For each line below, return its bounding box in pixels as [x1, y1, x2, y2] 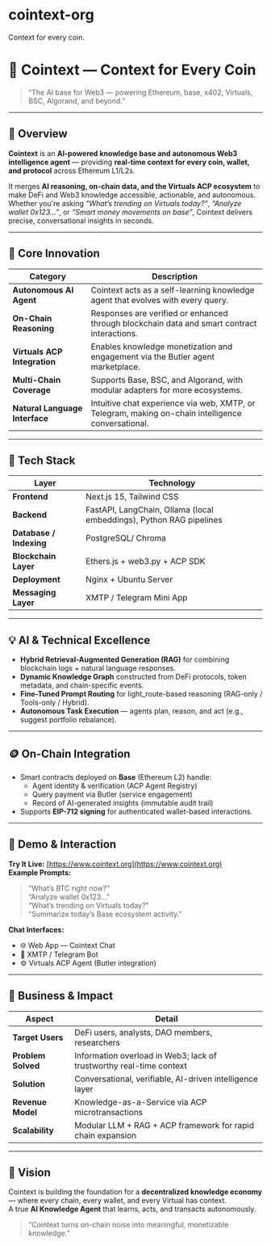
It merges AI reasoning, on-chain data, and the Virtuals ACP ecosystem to [8, 181, 261, 191]
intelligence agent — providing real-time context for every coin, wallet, [8, 157, 250, 166]
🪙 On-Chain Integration [8, 747, 131, 760]
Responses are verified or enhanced [90, 307, 228, 318]
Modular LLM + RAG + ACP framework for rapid [74, 1119, 255, 1130]
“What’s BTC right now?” [27, 883, 110, 893]
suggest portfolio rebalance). [19, 715, 117, 725]
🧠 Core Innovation [8, 246, 101, 260]
